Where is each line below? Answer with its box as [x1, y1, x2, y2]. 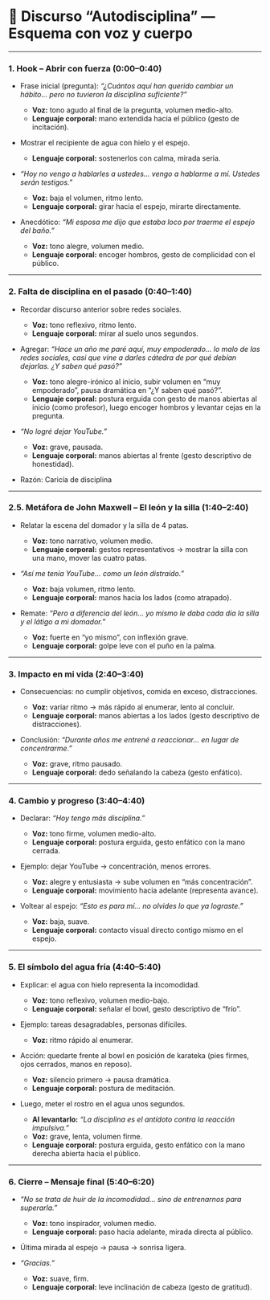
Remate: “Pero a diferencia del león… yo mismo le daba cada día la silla [19, 608, 260, 618]
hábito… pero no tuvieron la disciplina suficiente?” [19, 90, 187, 100]
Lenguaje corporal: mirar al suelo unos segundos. [31, 329, 198, 338]
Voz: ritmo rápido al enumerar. [31, 1035, 134, 1044]
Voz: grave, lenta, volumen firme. [31, 1131, 143, 1141]
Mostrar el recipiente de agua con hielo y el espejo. [19, 138, 190, 148]
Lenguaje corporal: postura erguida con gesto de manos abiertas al [31, 394, 257, 403]
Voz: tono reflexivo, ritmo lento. [31, 320, 137, 329]
